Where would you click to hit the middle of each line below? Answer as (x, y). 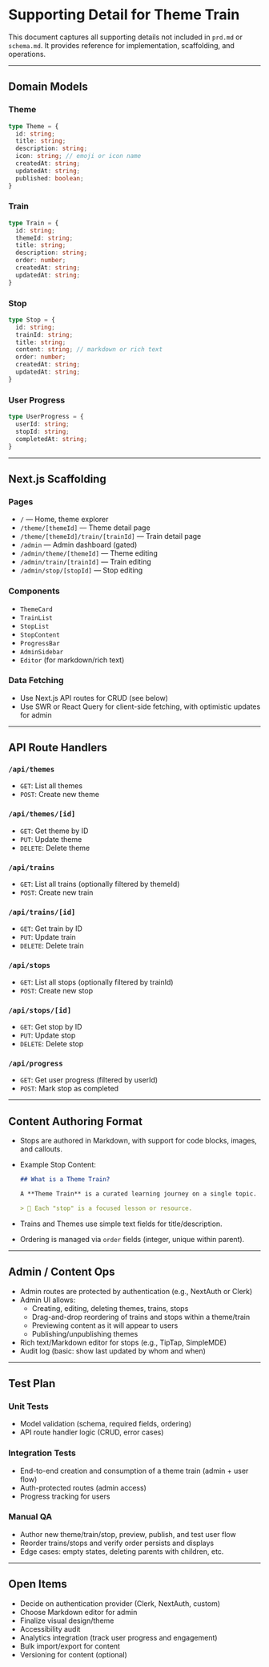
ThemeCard (36, 609)
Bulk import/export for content (70, 1646)
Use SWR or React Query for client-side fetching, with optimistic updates (140, 706)
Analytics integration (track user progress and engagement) (118, 1637)
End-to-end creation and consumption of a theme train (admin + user (134, 1471)
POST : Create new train (56, 892)
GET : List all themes (51, 786)
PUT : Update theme (51, 839)
